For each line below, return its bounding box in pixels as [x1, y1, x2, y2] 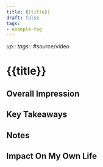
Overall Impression [6, 88, 80, 98]
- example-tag [6, 26, 43, 32]
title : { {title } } [6, 9, 51, 15]
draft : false [6, 15, 40, 21]
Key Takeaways [6, 109, 68, 120]
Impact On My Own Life [6, 151, 98, 161]
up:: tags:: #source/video [6, 43, 70, 50]
